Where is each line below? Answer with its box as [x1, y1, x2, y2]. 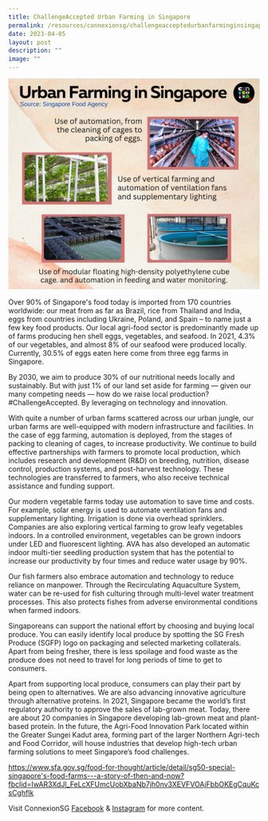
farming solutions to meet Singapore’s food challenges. [8, 747, 190, 757]
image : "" [8, 55, 41, 63]
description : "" [8, 46, 62, 55]
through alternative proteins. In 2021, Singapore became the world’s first [8, 696, 246, 706]
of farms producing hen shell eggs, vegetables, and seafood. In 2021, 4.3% [8, 332, 256, 341]
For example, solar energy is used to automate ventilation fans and [8, 505, 227, 515]
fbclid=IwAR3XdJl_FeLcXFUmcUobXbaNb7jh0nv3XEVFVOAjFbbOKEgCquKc [8, 779, 260, 789]
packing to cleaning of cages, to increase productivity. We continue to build [8, 439, 257, 448]
